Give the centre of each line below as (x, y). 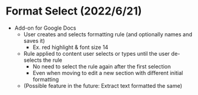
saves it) (34, 41)
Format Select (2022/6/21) (74, 11)
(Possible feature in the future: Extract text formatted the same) (103, 85)
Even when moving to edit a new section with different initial (108, 73)
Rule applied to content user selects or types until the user (97, 53)
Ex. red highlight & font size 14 (70, 47)
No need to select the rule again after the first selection (102, 66)
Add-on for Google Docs (45, 28)
